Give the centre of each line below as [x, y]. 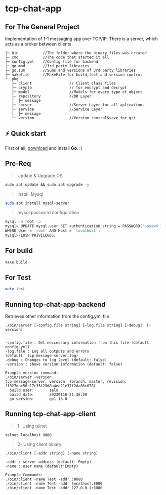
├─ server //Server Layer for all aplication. [78, 105]
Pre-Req [18, 164]
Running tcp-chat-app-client [51, 414]
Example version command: [32, 373]
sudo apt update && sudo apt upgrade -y [47, 184]
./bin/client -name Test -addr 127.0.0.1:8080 [54, 488]
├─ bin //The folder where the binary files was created [76, 53]
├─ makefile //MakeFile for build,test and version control [74, 75]
